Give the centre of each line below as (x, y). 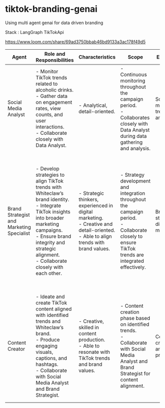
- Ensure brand (53, 236)
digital (86, 212)
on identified (135, 324)
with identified (52, 315)
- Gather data (52, 96)
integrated (132, 261)
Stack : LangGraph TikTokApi (35, 32)
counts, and (49, 114)
